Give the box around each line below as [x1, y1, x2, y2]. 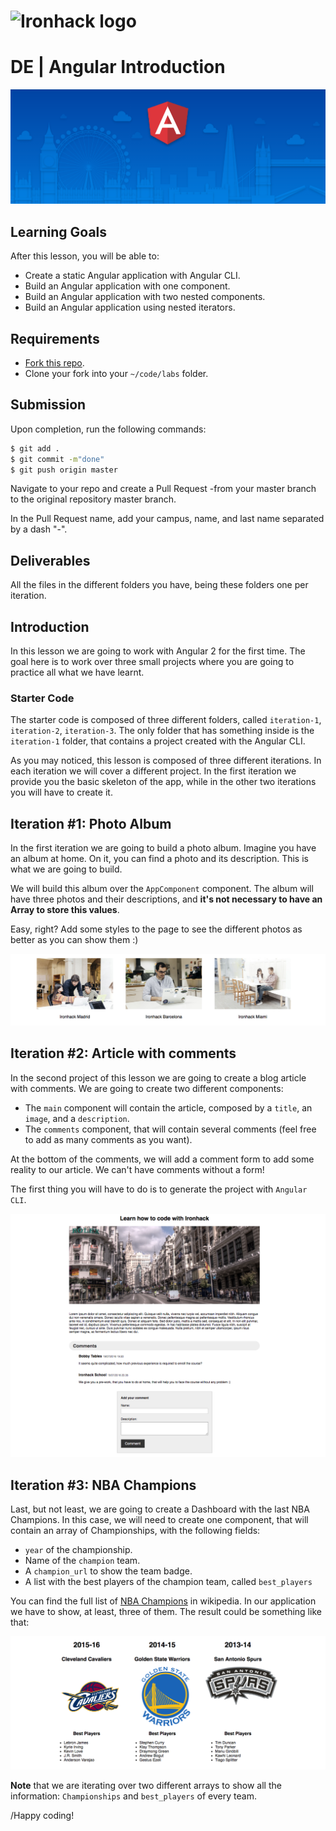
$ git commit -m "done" [10, 454, 105, 464]
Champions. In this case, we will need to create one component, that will [10, 1514, 309, 1526]
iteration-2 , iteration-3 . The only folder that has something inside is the [10, 725, 315, 737]
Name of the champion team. [24, 1555, 141, 1567]
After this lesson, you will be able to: [10, 250, 160, 262]
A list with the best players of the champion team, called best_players [24, 1576, 313, 1588]
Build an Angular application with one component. [24, 280, 231, 292]
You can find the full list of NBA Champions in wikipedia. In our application [10, 1595, 317, 1607]
